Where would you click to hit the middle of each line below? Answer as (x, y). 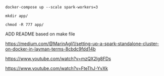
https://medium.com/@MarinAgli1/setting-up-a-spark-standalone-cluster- (82, 43)
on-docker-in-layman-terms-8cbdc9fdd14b (50, 49)
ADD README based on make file (40, 34)
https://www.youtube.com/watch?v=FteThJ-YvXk (57, 68)
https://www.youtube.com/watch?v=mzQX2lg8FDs (58, 58)
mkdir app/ (17, 16)
